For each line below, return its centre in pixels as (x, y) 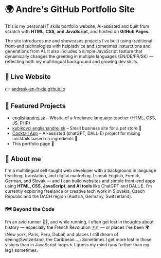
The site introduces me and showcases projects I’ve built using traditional (79, 41)
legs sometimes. (21, 250)
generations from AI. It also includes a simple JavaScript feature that (74, 51)
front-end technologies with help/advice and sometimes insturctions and (78, 46)
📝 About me (23, 159)
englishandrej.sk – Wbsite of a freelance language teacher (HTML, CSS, (84, 118)
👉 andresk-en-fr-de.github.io (35, 89)
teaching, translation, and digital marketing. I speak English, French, (73, 176)
